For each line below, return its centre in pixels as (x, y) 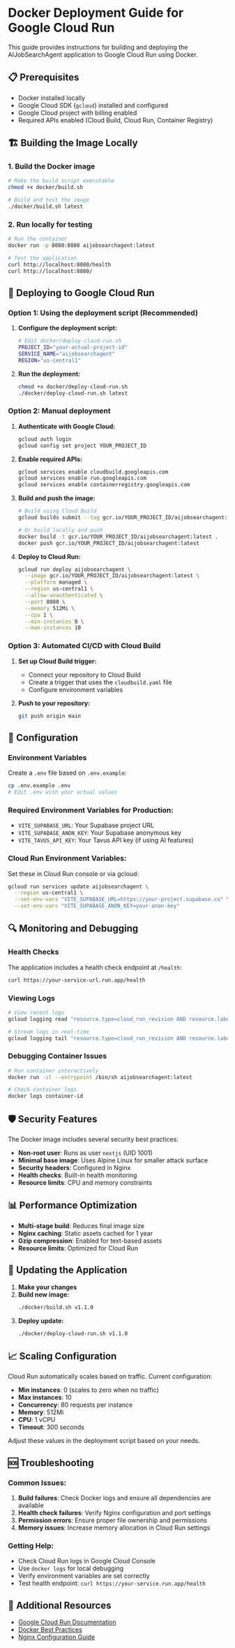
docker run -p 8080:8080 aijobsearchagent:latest (82, 246)
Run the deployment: (49, 374)
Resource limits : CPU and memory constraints (85, 1183)
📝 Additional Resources (60, 1605)
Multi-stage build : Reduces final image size (81, 1225)
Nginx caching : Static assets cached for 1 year (85, 1233)
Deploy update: (41, 1320)
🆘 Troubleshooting (51, 1463)
